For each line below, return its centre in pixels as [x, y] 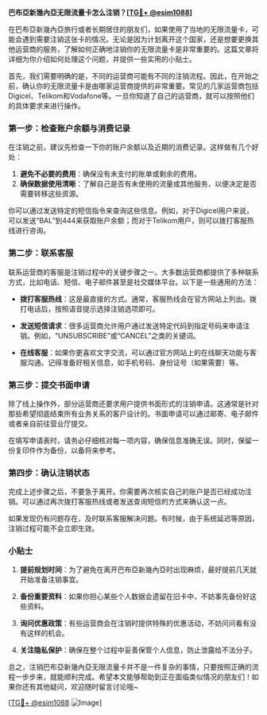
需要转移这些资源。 [51, 194]
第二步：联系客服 [41, 253]
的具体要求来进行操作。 [46, 106]
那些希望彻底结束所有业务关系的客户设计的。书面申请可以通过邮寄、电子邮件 [133, 413]
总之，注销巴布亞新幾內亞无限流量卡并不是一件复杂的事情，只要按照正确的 [130, 667]
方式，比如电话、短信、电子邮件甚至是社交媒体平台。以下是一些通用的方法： [133, 282]
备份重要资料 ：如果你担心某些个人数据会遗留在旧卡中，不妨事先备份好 [135, 597]
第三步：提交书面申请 [49, 385]
